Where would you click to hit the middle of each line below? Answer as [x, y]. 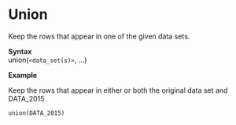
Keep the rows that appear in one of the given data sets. [99, 36]
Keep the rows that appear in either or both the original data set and [118, 90]
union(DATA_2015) [37, 113]
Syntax [20, 51]
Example [23, 75]
